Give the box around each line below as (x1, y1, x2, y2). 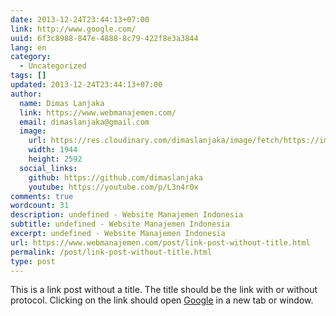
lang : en (10, 42, 47, 53)
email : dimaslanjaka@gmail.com (19, 117, 150, 127)
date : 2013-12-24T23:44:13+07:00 (10, 14, 150, 25)
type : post (10, 256, 56, 266)
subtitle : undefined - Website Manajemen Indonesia (10, 219, 230, 230)
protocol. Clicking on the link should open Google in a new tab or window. (10, 294, 314, 306)
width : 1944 (28, 145, 78, 155)
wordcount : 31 (10, 201, 70, 211)
